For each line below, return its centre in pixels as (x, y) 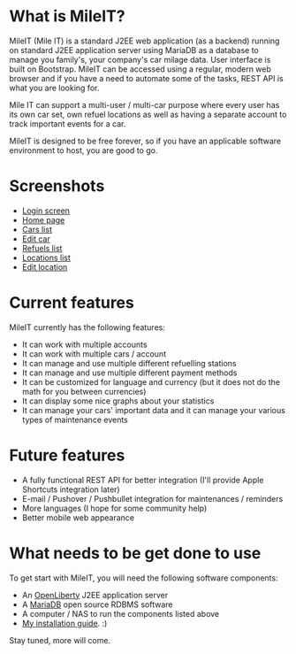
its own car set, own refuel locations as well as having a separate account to (148, 114)
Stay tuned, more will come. (60, 640)
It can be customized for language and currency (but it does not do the (151, 381)
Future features (67, 455)
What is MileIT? (67, 16)
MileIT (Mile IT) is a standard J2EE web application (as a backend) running (144, 41)
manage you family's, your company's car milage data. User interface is (140, 59)
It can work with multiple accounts (84, 344)
